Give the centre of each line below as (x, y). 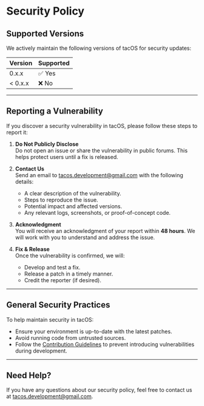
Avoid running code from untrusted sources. (70, 337)
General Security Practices (58, 305)
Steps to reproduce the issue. (61, 200)
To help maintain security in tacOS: (50, 319)
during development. (41, 351)
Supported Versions (45, 34)
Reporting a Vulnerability (55, 111)
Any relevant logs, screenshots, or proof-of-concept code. (97, 212)
